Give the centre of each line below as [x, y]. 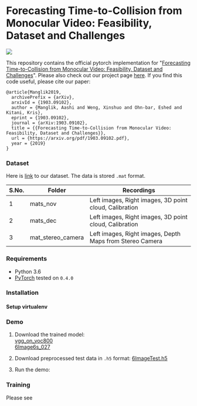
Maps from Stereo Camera [126, 241]
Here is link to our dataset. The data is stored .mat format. [76, 176]
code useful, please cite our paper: [48, 81]
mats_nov [43, 204]
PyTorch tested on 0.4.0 [44, 278]
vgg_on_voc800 [34, 341]
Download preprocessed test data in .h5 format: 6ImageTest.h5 [91, 359]
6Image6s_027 [33, 347]
